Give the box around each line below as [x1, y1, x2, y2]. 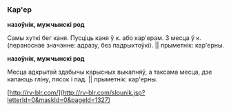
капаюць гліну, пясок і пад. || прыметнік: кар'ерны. [7, 75, 158, 83]
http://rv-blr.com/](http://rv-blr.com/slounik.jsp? [9, 88, 145, 97]
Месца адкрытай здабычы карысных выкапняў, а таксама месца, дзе [7, 68, 212, 77]
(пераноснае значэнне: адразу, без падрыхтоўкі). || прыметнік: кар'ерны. [7, 41, 225, 50]
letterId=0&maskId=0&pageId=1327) [7, 96, 111, 104]
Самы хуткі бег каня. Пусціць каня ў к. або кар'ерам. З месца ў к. [7, 34, 202, 42]
